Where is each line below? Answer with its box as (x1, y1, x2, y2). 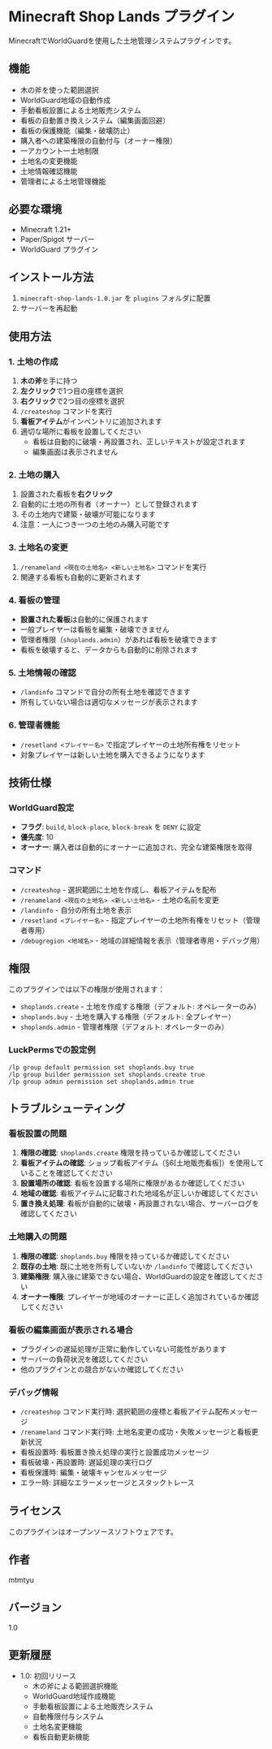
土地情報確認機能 (19, 166, 78, 175)
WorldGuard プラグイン (19, 244, 99, 254)
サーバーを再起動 (19, 304, 78, 313)
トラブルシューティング (8, 1102, 126, 1116)
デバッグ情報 (8, 1386, 59, 1397)
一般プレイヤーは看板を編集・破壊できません (19, 624, 170, 634)
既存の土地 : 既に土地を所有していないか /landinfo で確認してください (19, 1261, 253, 1271)
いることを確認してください (19, 1168, 113, 1178)
